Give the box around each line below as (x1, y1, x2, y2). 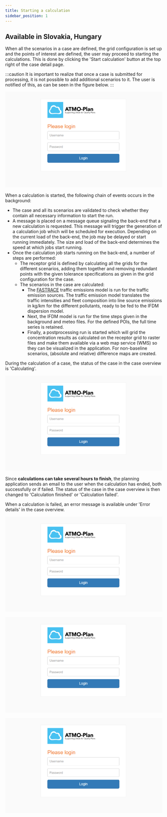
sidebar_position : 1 (5, 13, 48, 18)
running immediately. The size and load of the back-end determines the (12, 239, 160, 245)
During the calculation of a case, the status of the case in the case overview (5, 360, 162, 366)
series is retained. (27, 324, 64, 330)
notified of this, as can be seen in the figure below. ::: (5, 82, 114, 88)
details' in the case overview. (5, 507, 65, 513)
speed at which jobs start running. (12, 244, 83, 250)
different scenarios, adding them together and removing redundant (19, 265, 158, 272)
